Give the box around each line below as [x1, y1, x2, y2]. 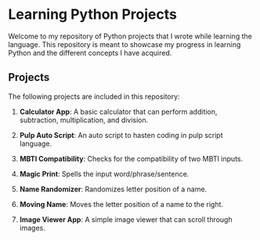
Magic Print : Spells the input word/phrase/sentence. [19, 169, 190, 178]
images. [19, 223, 45, 232]
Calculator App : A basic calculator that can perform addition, [19, 107, 218, 116]
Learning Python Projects [8, 5, 178, 24]
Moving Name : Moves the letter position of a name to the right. [19, 199, 224, 209]
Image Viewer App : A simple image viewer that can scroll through [19, 214, 233, 224]
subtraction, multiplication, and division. [19, 115, 149, 125]
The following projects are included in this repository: [8, 92, 180, 101]
